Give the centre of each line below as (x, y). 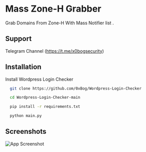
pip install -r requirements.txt (45, 107)
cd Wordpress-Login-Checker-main (45, 98)
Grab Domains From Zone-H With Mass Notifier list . (60, 23)
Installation (23, 67)
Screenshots (26, 131)
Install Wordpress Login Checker (39, 79)
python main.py (26, 116)
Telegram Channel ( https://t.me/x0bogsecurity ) (55, 51)
